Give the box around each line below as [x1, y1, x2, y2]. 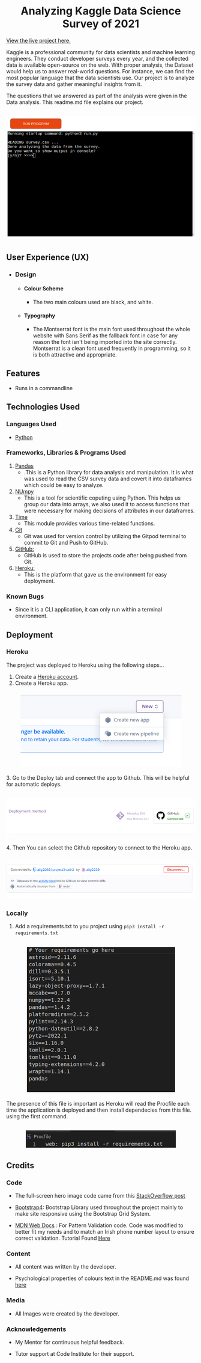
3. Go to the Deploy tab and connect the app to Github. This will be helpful [6, 774, 190, 782]
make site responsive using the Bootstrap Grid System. [14, 1210, 151, 1218]
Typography [23, 312, 56, 319]
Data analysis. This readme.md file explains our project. [6, 98, 144, 106]
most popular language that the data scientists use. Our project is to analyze [6, 74, 195, 81]
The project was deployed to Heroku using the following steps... [6, 661, 164, 669]
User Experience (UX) [6, 252, 89, 262]
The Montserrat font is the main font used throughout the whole [32, 326, 191, 333]
